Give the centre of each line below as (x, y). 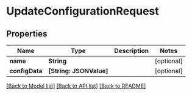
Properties (27, 34)
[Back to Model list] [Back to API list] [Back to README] (76, 86)
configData (26, 71)
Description (132, 51)
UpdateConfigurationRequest (83, 11)
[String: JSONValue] (78, 71)
